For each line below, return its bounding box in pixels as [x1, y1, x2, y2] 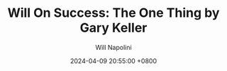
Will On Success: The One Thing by [7, 5, 220, 21]
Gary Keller [79, 20, 148, 36]
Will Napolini [95, 43, 132, 51]
